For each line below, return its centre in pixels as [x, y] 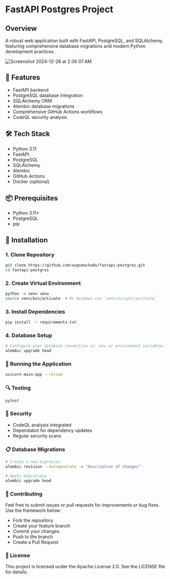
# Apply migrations [26, 476]
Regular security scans [37, 436]
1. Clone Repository [30, 255]
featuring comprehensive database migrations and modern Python [76, 46]
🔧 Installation [27, 240]
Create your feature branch [41, 526]
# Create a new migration [33, 462]
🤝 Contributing [24, 494]
